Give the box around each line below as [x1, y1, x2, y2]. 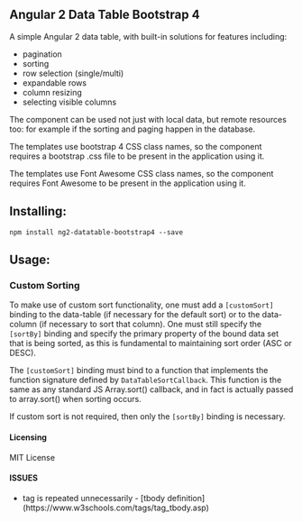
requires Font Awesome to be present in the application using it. [9, 178, 246, 188]
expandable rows [22, 77, 87, 88]
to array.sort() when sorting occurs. [9, 394, 142, 405]
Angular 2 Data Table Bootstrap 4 [9, 7, 200, 23]
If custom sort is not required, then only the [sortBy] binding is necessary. [9, 411, 286, 422]
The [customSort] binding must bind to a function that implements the [9, 365, 269, 376]
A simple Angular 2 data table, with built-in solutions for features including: [9, 31, 288, 41]
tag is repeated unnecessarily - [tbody [22, 492, 165, 503]
